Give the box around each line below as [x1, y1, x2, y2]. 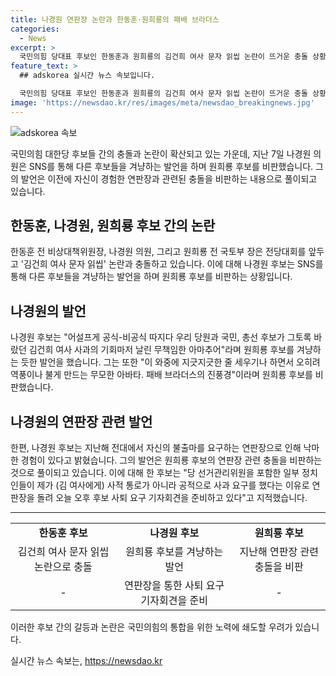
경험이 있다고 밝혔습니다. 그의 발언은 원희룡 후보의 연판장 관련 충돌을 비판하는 [20, 454, 323, 466]
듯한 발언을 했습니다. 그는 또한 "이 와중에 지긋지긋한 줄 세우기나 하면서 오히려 [20, 356, 321, 368]
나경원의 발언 [10, 302, 87, 320]
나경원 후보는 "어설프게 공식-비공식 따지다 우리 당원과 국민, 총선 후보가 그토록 [10, 331, 312, 343]
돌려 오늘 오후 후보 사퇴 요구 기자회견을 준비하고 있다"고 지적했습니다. [36, 492, 308, 504]
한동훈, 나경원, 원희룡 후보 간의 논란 [10, 217, 216, 235]
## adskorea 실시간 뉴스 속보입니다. [19, 71, 156, 81]
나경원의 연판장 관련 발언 [10, 413, 153, 430]
